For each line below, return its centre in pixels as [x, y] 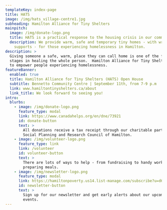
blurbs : [18, 103]
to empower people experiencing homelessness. [59, 65]
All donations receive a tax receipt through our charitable [88, 130]
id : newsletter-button [42, 186]
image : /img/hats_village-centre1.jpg [45, 19]
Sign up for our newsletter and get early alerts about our [86, 195]
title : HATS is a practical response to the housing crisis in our [81, 38]
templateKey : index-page [31, 10]
